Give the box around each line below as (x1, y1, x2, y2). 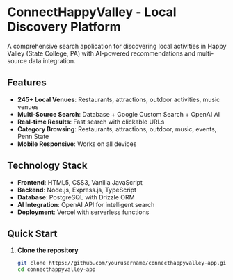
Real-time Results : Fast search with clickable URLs (17, 117, 165, 126)
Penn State (17, 132, 49, 140)
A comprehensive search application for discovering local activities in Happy (7, 42, 227, 50)
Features (7, 77, 47, 89)
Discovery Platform (7, 19, 122, 35)
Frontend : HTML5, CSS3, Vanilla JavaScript (17, 178, 143, 186)
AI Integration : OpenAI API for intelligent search (17, 200, 155, 208)
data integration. (29, 56, 76, 65)
